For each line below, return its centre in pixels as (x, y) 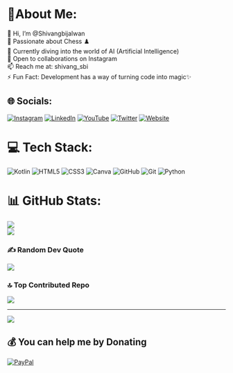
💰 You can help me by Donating (77, 342)
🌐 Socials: (30, 101)
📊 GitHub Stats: (54, 200)
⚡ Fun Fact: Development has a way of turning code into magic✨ (100, 76)
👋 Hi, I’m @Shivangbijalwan (46, 33)
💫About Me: (42, 14)
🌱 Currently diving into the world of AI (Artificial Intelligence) (93, 51)
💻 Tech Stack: (50, 147)
